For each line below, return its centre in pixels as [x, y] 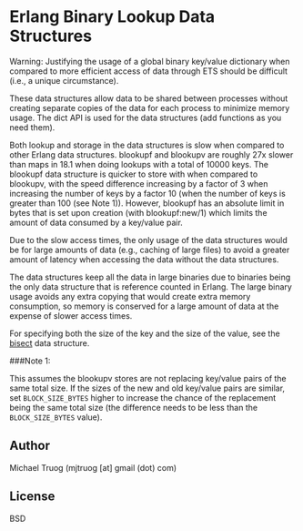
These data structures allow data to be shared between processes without [149, 98]
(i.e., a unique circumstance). [64, 80]
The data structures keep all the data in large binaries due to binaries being [150, 277]
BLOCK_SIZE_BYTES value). [56, 417]
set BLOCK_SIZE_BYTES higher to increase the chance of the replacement [142, 397]
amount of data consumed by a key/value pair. [96, 222]
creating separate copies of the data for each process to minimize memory [150, 107]
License [32, 497]
